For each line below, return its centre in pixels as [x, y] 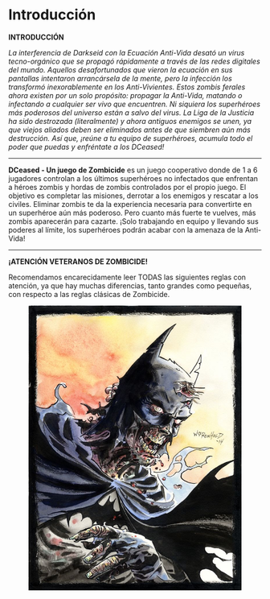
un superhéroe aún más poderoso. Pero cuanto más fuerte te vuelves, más [132, 213]
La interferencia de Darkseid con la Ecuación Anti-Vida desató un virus [127, 52]
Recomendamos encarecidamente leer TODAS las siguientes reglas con [127, 277]
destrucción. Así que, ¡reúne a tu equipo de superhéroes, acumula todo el [131, 138]
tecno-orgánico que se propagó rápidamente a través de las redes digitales [135, 61]
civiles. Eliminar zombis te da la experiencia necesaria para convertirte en [130, 204]
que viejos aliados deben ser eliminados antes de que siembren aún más [129, 130]
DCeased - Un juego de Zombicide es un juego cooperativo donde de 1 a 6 [133, 170]
